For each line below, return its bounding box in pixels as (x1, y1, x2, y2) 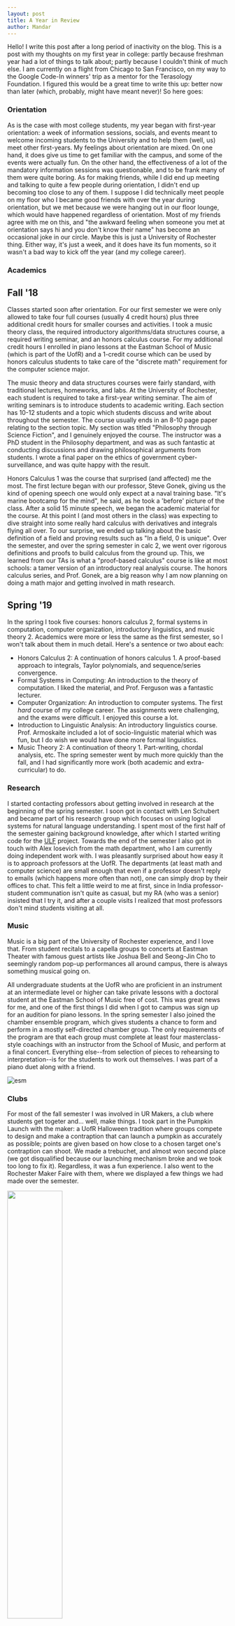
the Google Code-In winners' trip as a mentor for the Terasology (7, 72, 192, 81)
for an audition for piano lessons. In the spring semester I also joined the (7, 1010, 215, 1019)
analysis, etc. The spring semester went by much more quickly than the (17, 751, 224, 759)
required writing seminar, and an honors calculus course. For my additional (7, 335, 223, 344)
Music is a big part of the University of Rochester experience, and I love (7, 937, 214, 945)
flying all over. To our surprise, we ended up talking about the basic (7, 527, 201, 535)
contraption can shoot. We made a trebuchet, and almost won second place (7, 1147, 226, 1156)
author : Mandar (7, 23, 52, 30)
